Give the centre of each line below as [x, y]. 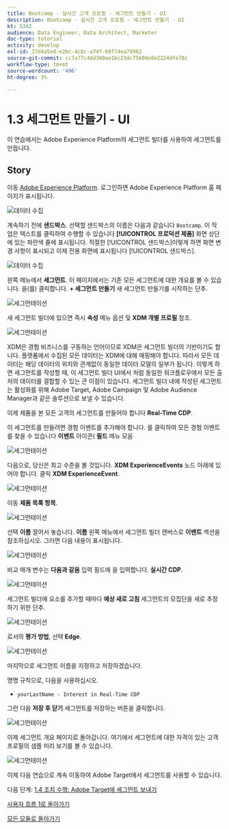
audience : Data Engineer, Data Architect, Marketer [82, 33]
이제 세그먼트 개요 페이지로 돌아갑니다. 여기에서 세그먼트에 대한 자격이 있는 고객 [113, 737]
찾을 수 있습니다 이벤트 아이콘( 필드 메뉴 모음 [73, 436]
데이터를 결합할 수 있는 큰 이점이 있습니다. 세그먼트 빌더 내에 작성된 [109, 381]
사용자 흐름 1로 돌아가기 [39, 804]
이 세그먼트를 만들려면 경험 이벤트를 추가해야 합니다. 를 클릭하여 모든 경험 [105, 428]
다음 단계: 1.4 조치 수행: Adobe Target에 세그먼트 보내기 [82, 790]
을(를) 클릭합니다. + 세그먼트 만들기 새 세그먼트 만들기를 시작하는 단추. [115, 289]
